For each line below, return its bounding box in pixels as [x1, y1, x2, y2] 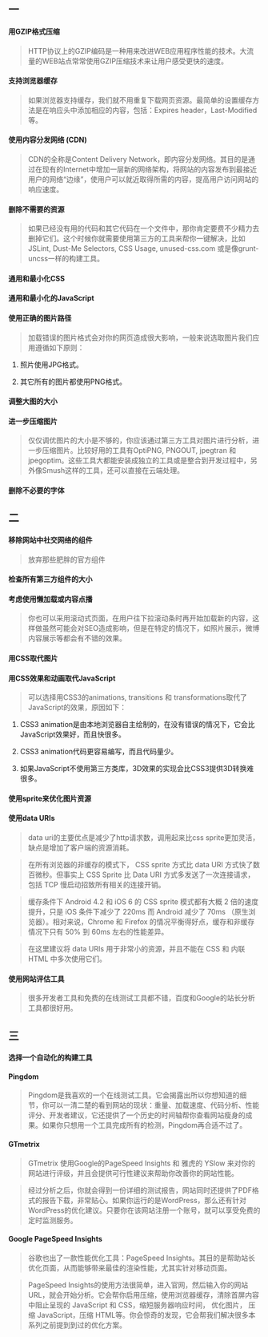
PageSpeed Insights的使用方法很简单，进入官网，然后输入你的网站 [27, 1280, 249, 1290]
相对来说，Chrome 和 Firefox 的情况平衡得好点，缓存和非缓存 [52, 916, 255, 927]
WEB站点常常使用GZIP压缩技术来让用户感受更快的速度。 [42, 56, 229, 66]
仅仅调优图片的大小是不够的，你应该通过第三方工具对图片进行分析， [27, 435, 253, 446]
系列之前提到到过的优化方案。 [27, 1320, 126, 1330]
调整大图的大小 [8, 397, 58, 406]
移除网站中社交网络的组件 [8, 535, 93, 544]
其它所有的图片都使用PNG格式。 [19, 377, 126, 386]
